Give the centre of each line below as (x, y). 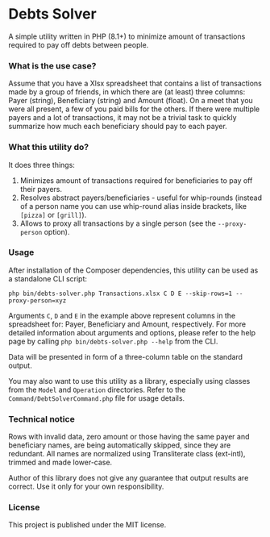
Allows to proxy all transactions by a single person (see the (118, 223)
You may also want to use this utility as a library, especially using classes (129, 381)
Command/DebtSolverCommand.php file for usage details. (97, 398)
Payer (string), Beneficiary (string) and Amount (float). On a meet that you (131, 101)
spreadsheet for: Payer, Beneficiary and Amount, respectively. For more (127, 324)
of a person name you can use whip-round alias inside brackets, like (133, 206)
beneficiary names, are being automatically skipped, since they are (120, 445)
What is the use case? (52, 65)
